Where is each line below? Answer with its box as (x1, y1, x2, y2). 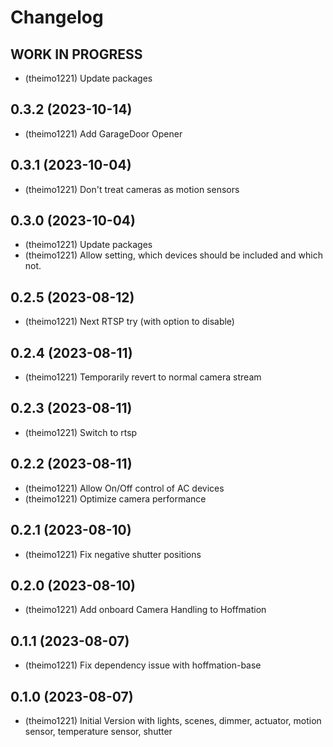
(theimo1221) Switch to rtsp (24, 426, 138, 438)
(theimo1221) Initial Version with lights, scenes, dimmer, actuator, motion (24, 714, 322, 726)
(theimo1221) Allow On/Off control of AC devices (24, 482, 225, 494)
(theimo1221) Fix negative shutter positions (24, 548, 202, 560)
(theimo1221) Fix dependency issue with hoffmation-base (24, 659, 262, 671)
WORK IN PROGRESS (10, 46, 143, 63)
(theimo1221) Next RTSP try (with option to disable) (24, 316, 235, 328)
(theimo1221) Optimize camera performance (24, 492, 207, 505)
